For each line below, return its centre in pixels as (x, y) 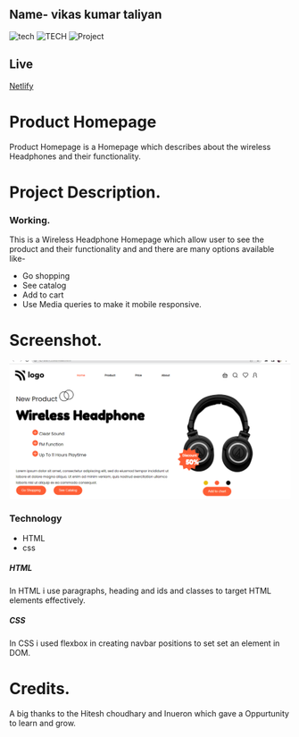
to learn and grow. (42, 723)
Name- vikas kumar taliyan (86, 15)
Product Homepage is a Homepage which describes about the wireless (140, 147)
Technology (36, 519)
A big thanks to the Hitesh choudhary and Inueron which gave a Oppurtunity (149, 713)
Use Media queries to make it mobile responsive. (112, 305)
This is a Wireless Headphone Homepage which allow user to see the (137, 239)
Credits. (40, 688)
